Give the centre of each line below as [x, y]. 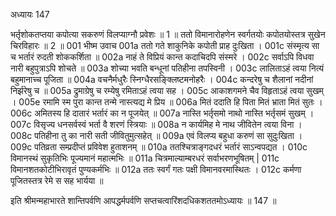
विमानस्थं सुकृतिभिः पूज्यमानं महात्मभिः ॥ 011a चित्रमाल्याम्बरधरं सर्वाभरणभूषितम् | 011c [145, 158]
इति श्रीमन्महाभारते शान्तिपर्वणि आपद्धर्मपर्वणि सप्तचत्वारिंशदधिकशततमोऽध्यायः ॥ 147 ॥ [143, 200]
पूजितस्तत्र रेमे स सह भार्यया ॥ [57, 180]
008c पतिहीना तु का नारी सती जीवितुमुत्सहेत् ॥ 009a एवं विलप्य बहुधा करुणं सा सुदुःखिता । [156, 135]
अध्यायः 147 [30, 14]
